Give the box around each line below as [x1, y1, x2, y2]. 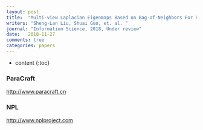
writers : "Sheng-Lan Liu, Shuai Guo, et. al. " [6, 20, 129, 26]
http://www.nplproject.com [6, 117, 74, 124]
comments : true [6, 37, 45, 43]
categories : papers [6, 43, 56, 49]
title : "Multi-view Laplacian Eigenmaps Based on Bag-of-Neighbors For [6, 15, 193, 21]
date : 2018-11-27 [6, 31, 56, 37]
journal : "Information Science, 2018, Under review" [6, 25, 142, 32]
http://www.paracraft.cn [6, 88, 66, 96]
